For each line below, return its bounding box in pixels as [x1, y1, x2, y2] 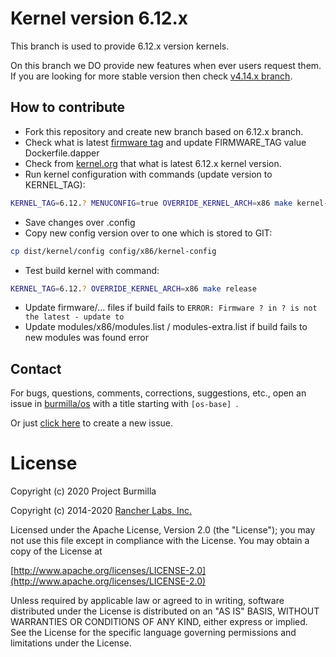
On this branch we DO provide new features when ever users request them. [10, 59, 322, 71]
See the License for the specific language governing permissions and [10, 627, 297, 639]
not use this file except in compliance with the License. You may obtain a [10, 535, 310, 547]
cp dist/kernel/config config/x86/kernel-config [10, 246, 217, 256]
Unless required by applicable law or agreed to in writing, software [10, 595, 285, 607]
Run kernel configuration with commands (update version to [24, 168, 273, 180]
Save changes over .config [24, 216, 136, 228]
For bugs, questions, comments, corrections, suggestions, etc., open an [10, 387, 307, 399]
